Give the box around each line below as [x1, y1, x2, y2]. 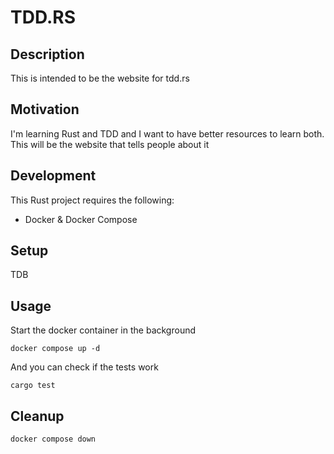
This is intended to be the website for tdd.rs [10, 72, 190, 84]
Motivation [10, 101, 80, 118]
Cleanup [10, 407, 65, 425]
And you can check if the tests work [10, 361, 159, 373]
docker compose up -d [10, 344, 101, 354]
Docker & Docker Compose [24, 213, 138, 225]
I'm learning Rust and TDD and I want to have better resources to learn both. [10, 127, 325, 140]
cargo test [10, 381, 56, 391]
